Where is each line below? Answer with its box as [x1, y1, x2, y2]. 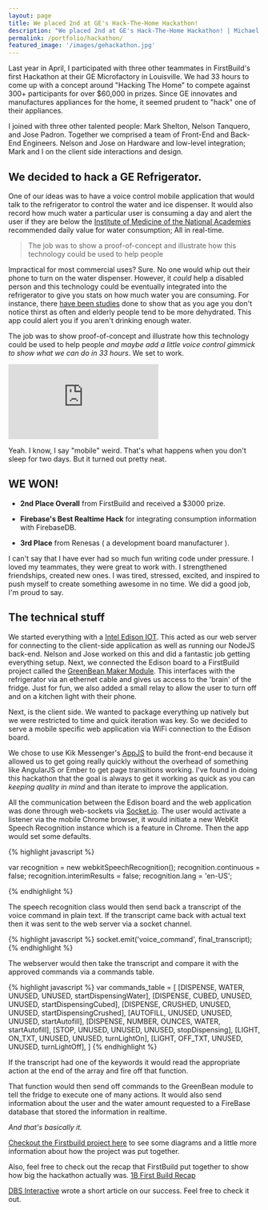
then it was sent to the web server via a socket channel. [8, 919, 192, 928]
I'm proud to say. [8, 587, 64, 597]
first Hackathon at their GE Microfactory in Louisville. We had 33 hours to [8, 72, 250, 82]
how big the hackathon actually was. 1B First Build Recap [8, 1170, 196, 1180]
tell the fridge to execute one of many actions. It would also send [8, 1089, 222, 1100]
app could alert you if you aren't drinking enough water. [8, 315, 192, 325]
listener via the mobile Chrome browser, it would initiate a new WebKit [8, 814, 238, 824]
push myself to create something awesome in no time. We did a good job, [8, 579, 250, 589]
